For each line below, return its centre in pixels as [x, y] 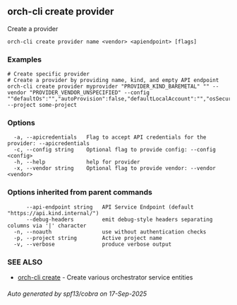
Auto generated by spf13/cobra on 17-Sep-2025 [77, 294]
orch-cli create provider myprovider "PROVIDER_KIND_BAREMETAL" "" [109, 87]
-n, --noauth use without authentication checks [110, 232]
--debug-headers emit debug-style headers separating [119, 219]
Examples [25, 59]
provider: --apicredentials [49, 144]
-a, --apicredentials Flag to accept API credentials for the [110, 137]
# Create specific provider [49, 74]
